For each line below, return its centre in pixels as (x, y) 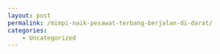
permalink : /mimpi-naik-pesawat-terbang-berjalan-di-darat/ (110, 23)
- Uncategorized (49, 38)
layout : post (29, 15)
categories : (27, 30)
